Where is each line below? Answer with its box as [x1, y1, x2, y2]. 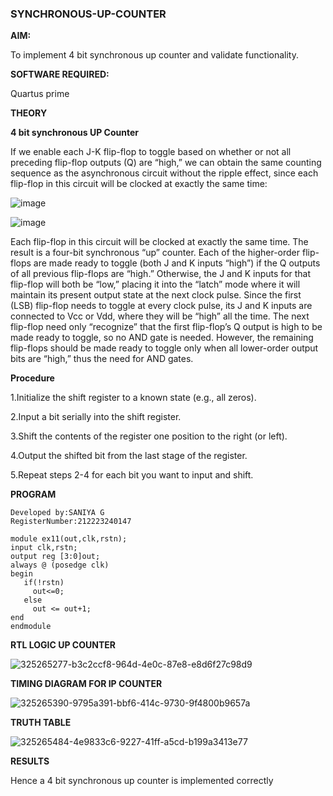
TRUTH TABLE [10, 717, 72, 729]
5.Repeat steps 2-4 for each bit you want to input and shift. [10, 469, 254, 481]
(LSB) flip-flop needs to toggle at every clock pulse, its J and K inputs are [10, 300, 313, 312]
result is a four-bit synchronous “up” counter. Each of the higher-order [10, 247, 301, 259]
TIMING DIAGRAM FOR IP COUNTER [10, 678, 163, 690]
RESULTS [10, 755, 50, 767]
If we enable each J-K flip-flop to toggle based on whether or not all [10, 146, 292, 158]
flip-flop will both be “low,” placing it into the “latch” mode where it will [10, 278, 301, 291]
